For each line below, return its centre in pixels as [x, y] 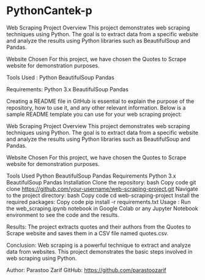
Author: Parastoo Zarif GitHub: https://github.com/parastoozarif [86, 270]
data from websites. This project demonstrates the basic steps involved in [99, 251]
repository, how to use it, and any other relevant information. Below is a [96, 107]
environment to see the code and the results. [63, 214]
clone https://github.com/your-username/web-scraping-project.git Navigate [102, 189]
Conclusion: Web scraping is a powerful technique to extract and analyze [99, 245]
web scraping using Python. [42, 258]
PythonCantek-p [50, 11]
